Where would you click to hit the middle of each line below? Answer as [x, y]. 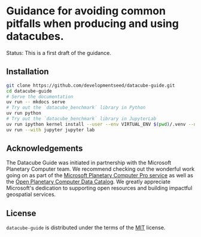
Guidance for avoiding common [86, 11]
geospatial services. [31, 195]
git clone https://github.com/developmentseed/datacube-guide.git [91, 85]
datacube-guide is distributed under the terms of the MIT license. [86, 227]
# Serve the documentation [40, 97]
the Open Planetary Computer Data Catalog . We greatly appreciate [88, 182]
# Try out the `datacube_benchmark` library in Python [76, 108]
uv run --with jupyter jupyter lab [51, 130]
